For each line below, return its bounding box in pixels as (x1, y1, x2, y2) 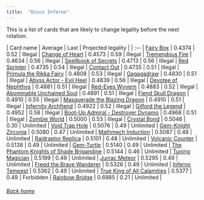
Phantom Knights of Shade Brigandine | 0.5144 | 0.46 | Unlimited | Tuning (6, 148, 191, 155)
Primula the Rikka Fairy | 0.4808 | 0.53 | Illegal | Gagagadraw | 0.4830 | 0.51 (6, 70, 197, 77)
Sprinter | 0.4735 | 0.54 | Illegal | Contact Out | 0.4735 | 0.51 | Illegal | (6, 63, 180, 71)
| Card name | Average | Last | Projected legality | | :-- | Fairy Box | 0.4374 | (6, 44, 195, 51)
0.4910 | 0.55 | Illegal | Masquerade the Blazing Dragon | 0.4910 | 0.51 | (6, 96, 185, 103)
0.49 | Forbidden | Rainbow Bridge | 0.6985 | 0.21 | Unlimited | (6, 173, 163, 180)
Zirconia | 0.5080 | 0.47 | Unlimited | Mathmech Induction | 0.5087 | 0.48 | (6, 128, 192, 135)
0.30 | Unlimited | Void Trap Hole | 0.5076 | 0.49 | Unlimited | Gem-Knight (6, 121, 191, 129)
